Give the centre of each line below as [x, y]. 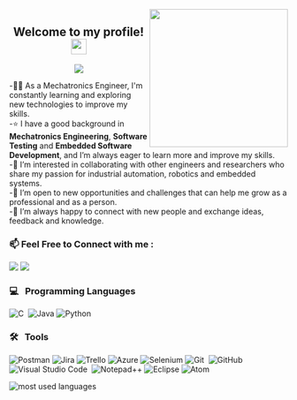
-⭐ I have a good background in [67, 124]
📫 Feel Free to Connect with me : [82, 244]
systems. [26, 183]
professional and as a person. [63, 201]
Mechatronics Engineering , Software [78, 136]
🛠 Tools [29, 337]
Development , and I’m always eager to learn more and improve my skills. [142, 155]
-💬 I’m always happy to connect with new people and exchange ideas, [137, 211]
